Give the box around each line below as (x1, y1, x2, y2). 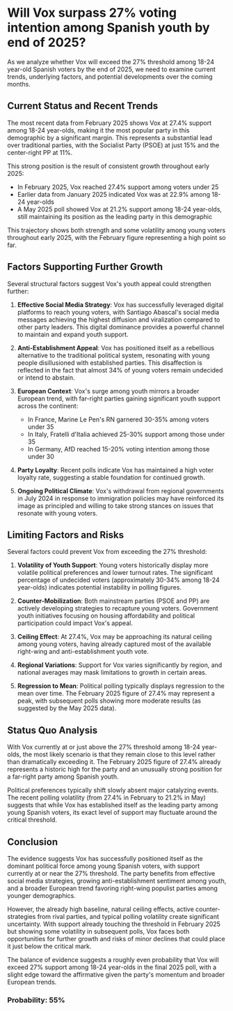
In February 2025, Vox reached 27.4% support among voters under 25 (17, 183, 219, 191)
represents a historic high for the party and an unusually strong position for (7, 765, 223, 774)
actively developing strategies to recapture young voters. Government (17, 604, 218, 613)
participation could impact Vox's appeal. (17, 619, 134, 627)
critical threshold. (7, 816, 58, 824)
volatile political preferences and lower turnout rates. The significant (17, 569, 214, 577)
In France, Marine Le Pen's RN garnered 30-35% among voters (27, 415, 210, 424)
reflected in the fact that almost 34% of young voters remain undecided (17, 366, 223, 374)
